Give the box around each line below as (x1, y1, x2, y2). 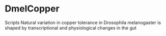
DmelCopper (5, 3, 60, 14)
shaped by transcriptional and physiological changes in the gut (5, 24, 137, 30)
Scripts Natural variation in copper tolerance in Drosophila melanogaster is (5, 19, 161, 25)
